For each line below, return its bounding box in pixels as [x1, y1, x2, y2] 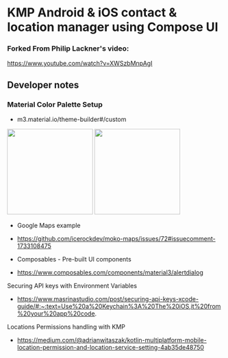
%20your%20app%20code [16, 309, 95, 318]
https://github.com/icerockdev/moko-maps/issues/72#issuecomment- [16, 235, 216, 243]
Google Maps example [16, 221, 81, 230]
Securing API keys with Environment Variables [7, 282, 138, 290]
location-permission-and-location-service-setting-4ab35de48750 [16, 344, 204, 352]
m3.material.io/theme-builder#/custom [16, 115, 127, 124]
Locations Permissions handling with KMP [7, 323, 125, 331]
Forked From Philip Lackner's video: [7, 44, 129, 53]
